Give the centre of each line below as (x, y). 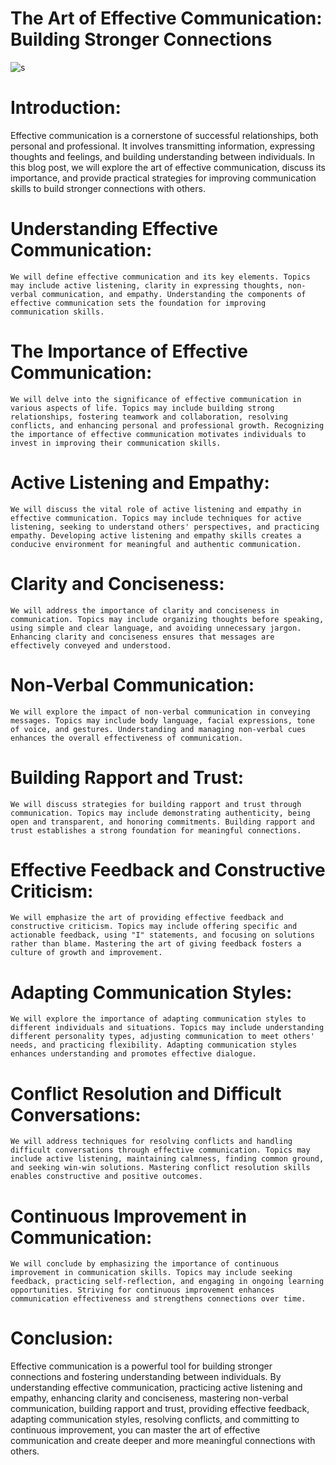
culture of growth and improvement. (86, 953)
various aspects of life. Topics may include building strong (142, 408)
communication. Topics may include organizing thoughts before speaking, (167, 619)
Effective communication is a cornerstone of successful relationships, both (164, 135)
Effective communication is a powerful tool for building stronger (141, 1366)
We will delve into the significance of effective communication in (156, 399)
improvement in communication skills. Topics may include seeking (151, 1273)
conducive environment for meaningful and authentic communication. (156, 544)
